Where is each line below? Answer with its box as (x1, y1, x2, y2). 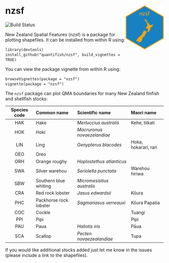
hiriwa (130, 170, 144, 176)
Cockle (36, 209, 51, 215)
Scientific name (77, 109, 111, 115)
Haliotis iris (77, 223, 101, 229)
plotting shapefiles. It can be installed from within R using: (5, 37, 125, 43)
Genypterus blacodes (77, 142, 122, 148)
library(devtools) (5, 47, 44, 52)
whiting (36, 183, 51, 189)
